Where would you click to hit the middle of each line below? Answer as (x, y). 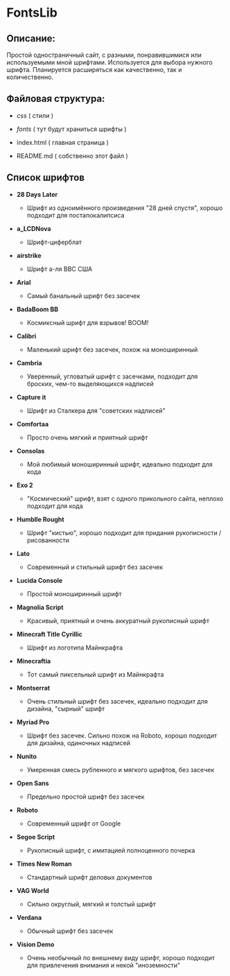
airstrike (29, 255)
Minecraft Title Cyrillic (49, 634)
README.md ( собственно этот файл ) (72, 156)
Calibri (26, 336)
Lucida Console (39, 580)
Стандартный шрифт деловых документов (90, 877)
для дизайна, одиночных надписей (79, 742)
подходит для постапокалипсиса (76, 215)
